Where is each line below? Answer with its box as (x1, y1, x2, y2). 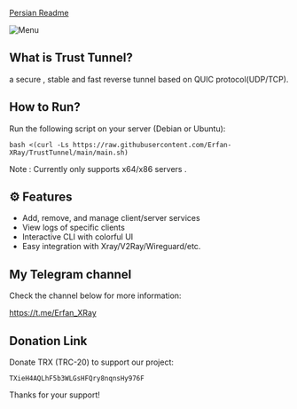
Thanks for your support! (9, 389, 100, 400)
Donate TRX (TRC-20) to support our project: (9, 357, 175, 367)
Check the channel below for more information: (9, 290, 182, 301)
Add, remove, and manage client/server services (21, 213, 201, 224)
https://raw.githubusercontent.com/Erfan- (72, 140, 232, 149)
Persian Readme (9, 8, 69, 18)
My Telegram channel (9, 266, 132, 282)
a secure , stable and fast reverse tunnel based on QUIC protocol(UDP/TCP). (9, 74, 289, 84)
